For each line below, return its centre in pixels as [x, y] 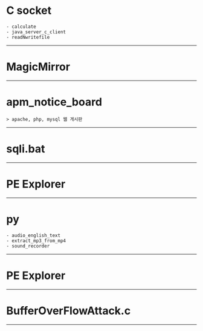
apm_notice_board [54, 102]
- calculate [21, 27]
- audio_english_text [34, 235]
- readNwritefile [28, 37]
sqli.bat [26, 149]
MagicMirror [38, 67]
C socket [29, 11]
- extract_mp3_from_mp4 [36, 241]
